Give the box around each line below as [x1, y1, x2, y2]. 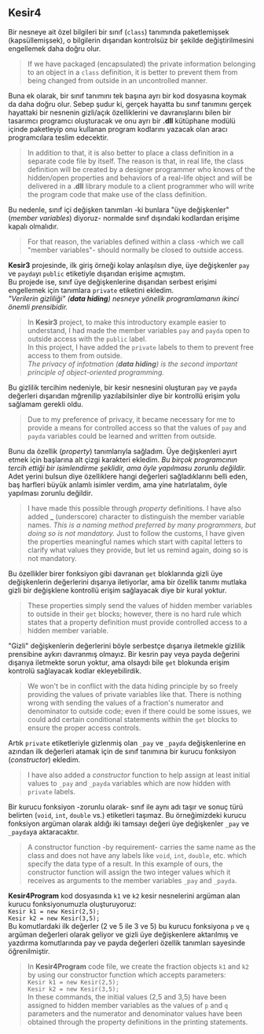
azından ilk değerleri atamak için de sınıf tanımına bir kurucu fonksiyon [8, 746, 236, 756]
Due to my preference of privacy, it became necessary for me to [27, 414, 236, 423]
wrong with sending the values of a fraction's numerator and [27, 698, 224, 707]
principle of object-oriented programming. [27, 367, 165, 376]
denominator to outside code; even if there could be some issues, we [27, 706, 251, 716]
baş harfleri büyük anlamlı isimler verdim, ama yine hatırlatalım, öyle [8, 479, 228, 489]
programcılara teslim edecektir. [8, 133, 108, 142]
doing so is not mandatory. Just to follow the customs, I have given [27, 528, 245, 537]
